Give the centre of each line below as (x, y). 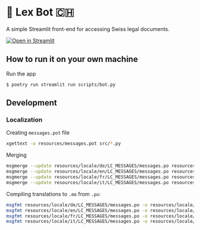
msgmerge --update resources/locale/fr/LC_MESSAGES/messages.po (87, 177)
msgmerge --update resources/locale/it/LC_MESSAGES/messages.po (87, 182)
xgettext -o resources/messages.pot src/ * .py (63, 144)
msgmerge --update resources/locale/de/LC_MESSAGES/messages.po (87, 166)
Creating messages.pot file (38, 133)
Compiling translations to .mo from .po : (54, 194)
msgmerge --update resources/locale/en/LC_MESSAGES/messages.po (87, 172)
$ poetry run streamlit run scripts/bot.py (61, 85)
